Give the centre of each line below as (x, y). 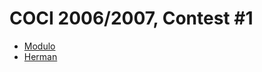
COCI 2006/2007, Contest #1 (131, 18)
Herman (40, 56)
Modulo (39, 46)
